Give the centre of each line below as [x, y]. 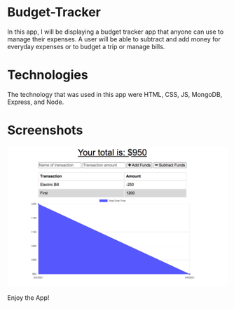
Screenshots [45, 130]
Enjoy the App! [28, 298]
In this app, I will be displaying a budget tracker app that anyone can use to [116, 32]
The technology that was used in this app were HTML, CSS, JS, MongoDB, [115, 94]
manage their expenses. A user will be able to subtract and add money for [114, 39]
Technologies [48, 75]
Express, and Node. [36, 102]
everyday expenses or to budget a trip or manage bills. [86, 46]
